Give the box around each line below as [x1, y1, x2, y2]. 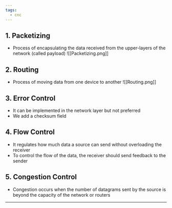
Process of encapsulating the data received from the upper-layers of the [12, 45, 166, 51]
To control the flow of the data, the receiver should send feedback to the [12, 152, 166, 158]
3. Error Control [5, 93, 56, 103]
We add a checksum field [12, 112, 67, 119]
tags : [5, 7, 17, 13]
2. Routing [5, 65, 39, 74]
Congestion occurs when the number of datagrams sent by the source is [12, 186, 166, 193]
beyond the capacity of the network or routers [12, 192, 111, 198]
